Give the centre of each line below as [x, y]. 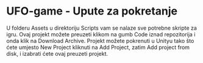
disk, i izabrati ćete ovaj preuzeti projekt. [57, 53]
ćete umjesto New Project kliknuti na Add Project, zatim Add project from [98, 47]
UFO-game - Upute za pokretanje [92, 11]
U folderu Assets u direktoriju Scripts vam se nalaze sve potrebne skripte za [101, 28]
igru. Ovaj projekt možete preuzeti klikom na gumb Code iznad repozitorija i [101, 34]
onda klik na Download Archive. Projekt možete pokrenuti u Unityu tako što [100, 41]
